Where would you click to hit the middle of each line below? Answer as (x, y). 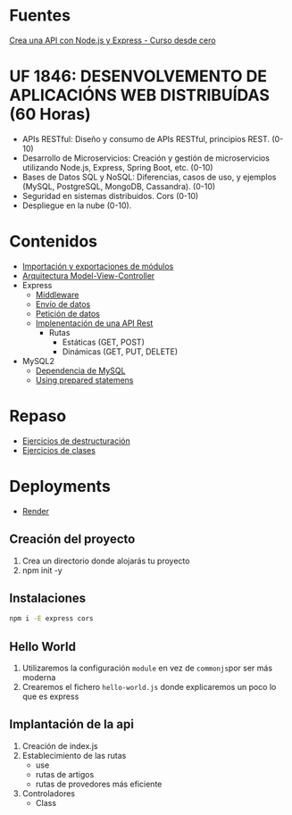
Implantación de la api (71, 724)
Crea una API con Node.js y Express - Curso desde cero (113, 40)
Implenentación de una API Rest (94, 323)
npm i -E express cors (51, 619)
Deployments (60, 486)
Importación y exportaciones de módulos (98, 266)
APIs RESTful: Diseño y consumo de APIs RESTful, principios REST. (146, 138)
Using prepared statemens (84, 379)
